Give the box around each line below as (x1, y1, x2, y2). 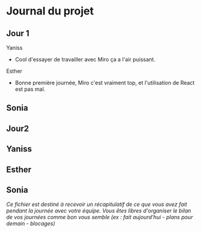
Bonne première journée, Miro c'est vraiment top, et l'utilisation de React (14, 79, 195, 86)
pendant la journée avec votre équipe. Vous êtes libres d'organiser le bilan (6, 207, 191, 214)
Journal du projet (6, 4, 94, 18)
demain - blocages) (6, 220, 55, 227)
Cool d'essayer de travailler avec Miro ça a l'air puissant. (14, 56, 155, 63)
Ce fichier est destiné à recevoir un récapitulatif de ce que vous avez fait (6, 200, 188, 208)
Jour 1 (6, 28, 29, 39)
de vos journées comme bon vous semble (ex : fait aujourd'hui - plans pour (6, 214, 193, 221)
